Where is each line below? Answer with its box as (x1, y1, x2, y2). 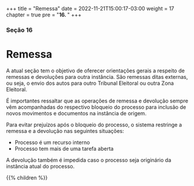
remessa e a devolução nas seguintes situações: (6, 127, 124, 134)
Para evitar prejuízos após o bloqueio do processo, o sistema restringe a (6, 121, 182, 128)
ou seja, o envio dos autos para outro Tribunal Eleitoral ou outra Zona (6, 79, 174, 87)
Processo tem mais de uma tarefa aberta (14, 145, 114, 152)
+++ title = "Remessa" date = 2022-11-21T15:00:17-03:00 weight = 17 (6, 5, 175, 12)
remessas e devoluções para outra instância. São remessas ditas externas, (6, 73, 188, 80)
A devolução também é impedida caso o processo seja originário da (6, 156, 172, 164)
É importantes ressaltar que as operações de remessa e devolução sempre (6, 97, 189, 104)
